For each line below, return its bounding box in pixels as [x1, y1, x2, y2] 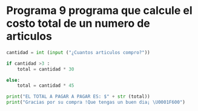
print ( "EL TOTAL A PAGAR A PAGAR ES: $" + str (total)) [6, 93, 150, 100]
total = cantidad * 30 [17, 66, 74, 72]
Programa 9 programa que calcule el [6, 4, 193, 18]
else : [6, 77, 20, 83]
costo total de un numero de [6, 16, 150, 30]
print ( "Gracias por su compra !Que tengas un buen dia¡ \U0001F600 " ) [6, 99, 186, 106]
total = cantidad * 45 [17, 82, 74, 89]
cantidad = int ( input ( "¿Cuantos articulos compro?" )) [6, 49, 150, 55]
